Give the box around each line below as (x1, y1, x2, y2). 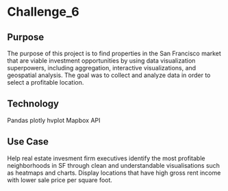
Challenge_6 (7, 4, 80, 20)
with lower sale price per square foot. (7, 175, 113, 184)
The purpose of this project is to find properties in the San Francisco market (7, 49, 221, 57)
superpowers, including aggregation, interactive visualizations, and (7, 64, 197, 72)
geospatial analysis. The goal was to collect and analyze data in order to (7, 71, 211, 79)
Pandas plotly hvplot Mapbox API (7, 116, 101, 124)
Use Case (7, 136, 49, 147)
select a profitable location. (7, 78, 84, 86)
